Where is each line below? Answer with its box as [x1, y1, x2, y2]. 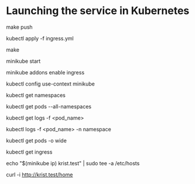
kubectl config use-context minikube [6, 80, 95, 87]
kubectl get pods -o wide [6, 137, 67, 144]
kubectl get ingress [6, 148, 53, 155]
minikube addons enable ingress [6, 69, 85, 76]
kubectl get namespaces [6, 91, 66, 98]
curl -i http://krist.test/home [6, 171, 73, 178]
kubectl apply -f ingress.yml [6, 35, 74, 42]
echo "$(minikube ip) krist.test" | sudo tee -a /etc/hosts [6, 159, 140, 166]
